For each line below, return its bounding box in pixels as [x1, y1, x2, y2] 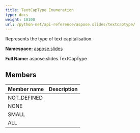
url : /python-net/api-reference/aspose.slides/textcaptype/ [5, 21, 136, 27]
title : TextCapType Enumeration [5, 7, 74, 13]
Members [5, 70, 37, 79]
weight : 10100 [5, 17, 36, 22]
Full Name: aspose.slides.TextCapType [5, 56, 88, 62]
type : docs [5, 12, 29, 17]
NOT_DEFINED [8, 94, 43, 101]
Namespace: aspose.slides [5, 46, 63, 52]
